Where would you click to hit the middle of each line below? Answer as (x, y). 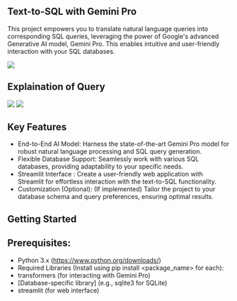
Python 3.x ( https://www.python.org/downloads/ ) (89, 260)
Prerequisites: (39, 243)
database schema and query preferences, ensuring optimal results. (115, 197)
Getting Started (42, 219)
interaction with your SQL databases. (61, 51)
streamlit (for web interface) (58, 290)
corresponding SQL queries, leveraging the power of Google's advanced (113, 36)
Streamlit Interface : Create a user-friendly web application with (110, 174)
